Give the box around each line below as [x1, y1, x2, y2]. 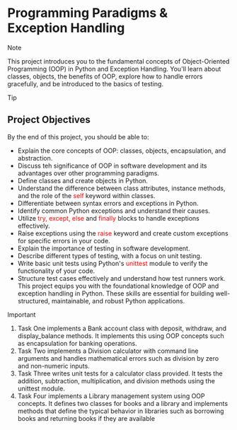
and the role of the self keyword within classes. [17, 191, 156, 199]
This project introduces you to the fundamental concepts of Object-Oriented [7, 57, 230, 65]
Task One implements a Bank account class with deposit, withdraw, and [17, 324, 227, 332]
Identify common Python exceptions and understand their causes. [17, 207, 211, 215]
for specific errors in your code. [17, 236, 111, 245]
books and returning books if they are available [17, 414, 156, 422]
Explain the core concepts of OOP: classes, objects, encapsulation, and [17, 146, 226, 155]
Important [7, 310, 36, 319]
